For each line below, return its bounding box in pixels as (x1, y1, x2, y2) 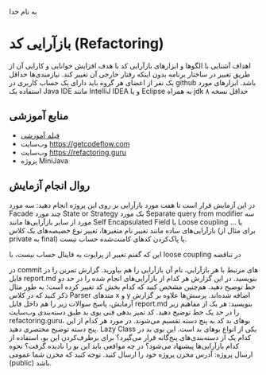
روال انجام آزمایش (9, 179, 91, 193)
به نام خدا (9, 7, 37, 16)
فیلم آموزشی (20, 131, 60, 140)
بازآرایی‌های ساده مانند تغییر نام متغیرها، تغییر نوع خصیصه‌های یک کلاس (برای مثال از (9, 225, 256, 235)
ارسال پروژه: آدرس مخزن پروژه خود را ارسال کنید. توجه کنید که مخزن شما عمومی (9, 350, 253, 359)
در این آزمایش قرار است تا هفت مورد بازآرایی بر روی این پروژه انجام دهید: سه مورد (9, 200, 256, 209)
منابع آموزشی (9, 109, 69, 123)
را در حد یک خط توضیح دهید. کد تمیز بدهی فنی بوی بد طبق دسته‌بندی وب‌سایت (9, 307, 240, 317)
